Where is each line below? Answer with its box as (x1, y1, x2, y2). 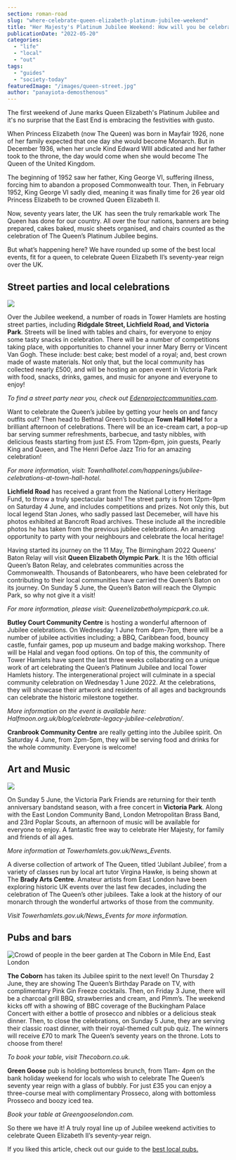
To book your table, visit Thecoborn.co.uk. (7, 1052, 131, 1061)
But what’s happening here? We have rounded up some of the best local (7, 245, 216, 254)
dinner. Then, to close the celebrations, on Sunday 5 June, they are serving (7, 1016, 225, 1025)
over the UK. (7, 260, 44, 269)
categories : (7, 37, 42, 44)
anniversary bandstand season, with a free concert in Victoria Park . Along (7, 802, 223, 811)
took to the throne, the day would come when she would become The (7, 152, 209, 161)
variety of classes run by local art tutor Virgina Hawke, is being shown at (7, 867, 217, 876)
